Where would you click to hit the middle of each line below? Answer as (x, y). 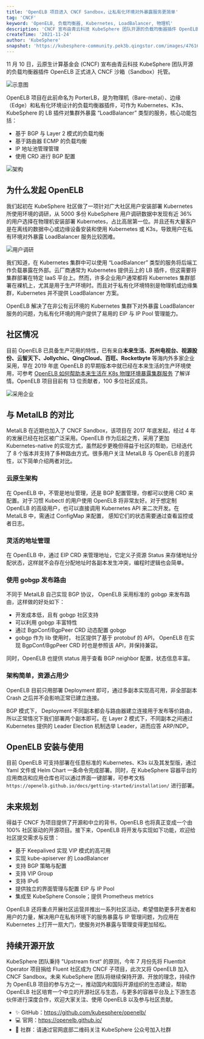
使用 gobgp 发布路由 (36, 580)
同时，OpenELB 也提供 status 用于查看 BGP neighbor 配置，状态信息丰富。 (100, 658)
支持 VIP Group (34, 874)
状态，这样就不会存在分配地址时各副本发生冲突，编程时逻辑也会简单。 (99, 562)
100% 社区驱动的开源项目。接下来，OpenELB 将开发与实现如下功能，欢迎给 (101, 830)
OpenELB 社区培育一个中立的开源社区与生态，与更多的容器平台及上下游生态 (101, 991)
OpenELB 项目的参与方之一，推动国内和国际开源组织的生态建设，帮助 (100, 984)
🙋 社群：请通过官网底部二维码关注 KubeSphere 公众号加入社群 (93, 1029)
